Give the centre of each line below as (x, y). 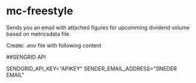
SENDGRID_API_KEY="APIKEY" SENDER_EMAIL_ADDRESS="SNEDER (91, 68)
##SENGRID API (26, 57)
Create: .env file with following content (54, 45)
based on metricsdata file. (38, 33)
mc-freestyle (40, 11)
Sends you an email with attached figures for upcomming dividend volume (98, 27)
